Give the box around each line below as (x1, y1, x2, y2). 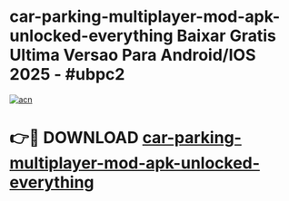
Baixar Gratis (176, 25, 277, 46)
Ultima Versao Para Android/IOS (9, 45, 256, 65)
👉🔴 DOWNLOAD (9, 128, 139, 148)
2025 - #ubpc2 (9, 64, 125, 85)
